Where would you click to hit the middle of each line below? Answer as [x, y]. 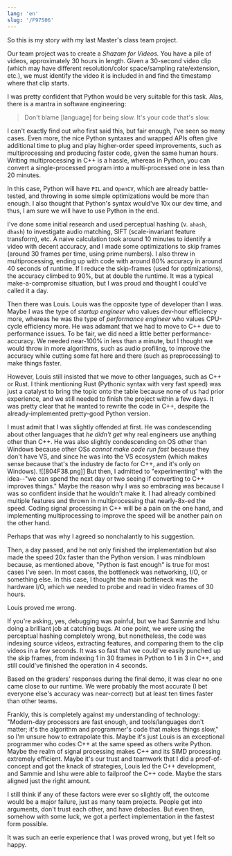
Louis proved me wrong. [42, 607]
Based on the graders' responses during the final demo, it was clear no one [115, 679]
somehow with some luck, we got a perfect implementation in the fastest [111, 816]
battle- [199, 188]
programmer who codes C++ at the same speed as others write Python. [110, 743]
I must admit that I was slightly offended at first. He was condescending [110, 427]
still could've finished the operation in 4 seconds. [77, 665]
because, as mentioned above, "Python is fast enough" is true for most [108, 564]
